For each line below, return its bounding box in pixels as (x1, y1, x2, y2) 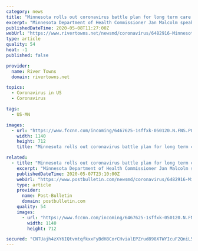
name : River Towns (11, 68, 57, 74)
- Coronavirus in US (11, 90, 62, 96)
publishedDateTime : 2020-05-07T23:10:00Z (16, 171, 120, 177)
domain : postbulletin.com (21, 198, 85, 205)
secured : (6, 236, 28, 242)
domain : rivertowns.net (11, 74, 70, 80)
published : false (6, 52, 49, 58)
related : (6, 155, 28, 160)
